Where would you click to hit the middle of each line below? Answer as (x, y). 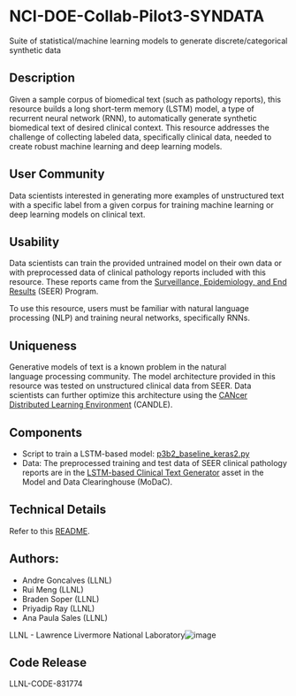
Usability (34, 242)
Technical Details (58, 510)
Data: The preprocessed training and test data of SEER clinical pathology (154, 463)
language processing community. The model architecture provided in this (142, 377)
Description (42, 78)
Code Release (48, 663)
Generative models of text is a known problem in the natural (118, 367)
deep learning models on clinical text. (77, 214)
